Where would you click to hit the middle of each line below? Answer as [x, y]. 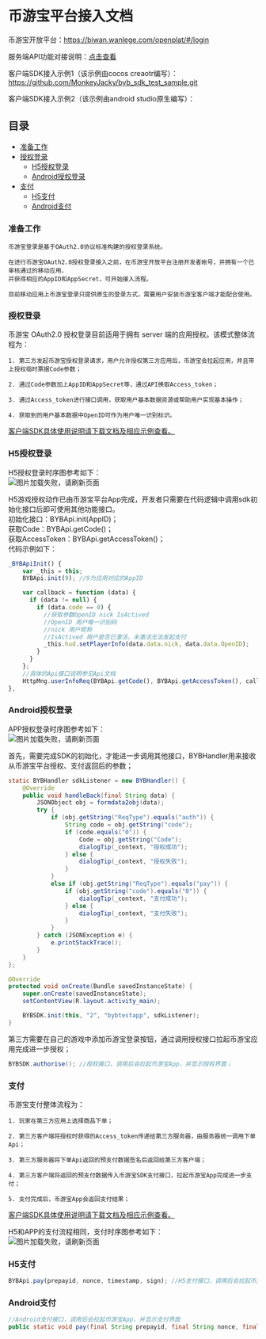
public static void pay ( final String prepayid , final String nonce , [123, 1327]
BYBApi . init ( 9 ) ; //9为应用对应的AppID [83, 578]
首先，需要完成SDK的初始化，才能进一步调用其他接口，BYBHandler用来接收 [132, 755]
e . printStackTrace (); [86, 943]
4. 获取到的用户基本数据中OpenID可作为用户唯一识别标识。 [92, 416]
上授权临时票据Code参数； [45, 369]
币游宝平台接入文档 [71, 16]
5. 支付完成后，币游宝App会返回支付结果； [69, 1199]
